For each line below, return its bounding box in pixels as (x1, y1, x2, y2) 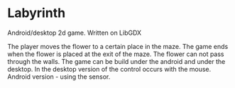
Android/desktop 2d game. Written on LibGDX (7, 28, 142, 37)
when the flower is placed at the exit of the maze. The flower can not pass (7, 50, 224, 58)
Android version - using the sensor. (7, 72, 111, 81)
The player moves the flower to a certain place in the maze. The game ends (7, 42, 229, 50)
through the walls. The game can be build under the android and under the (7, 57, 226, 65)
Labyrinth (7, 5, 66, 21)
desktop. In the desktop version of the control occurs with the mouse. (7, 65, 212, 73)
